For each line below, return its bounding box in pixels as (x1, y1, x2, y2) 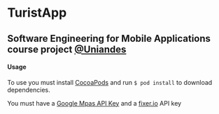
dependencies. (7, 85, 50, 94)
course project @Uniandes (7, 43, 127, 55)
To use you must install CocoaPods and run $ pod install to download (7, 78, 213, 86)
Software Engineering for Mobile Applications (7, 33, 211, 44)
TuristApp (7, 5, 67, 21)
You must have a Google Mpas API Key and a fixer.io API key (7, 99, 182, 107)
